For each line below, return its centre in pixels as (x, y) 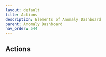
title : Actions (21, 15)
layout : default (22, 10)
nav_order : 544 (21, 29)
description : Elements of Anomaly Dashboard (53, 19)
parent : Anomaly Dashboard (34, 24)
